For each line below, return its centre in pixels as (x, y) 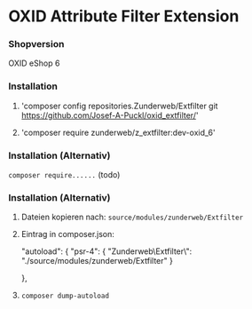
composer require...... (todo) (64, 175)
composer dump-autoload (65, 296)
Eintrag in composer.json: (67, 234)
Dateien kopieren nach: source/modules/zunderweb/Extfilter (132, 217)
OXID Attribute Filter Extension (124, 16)
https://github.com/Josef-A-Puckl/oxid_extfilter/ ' (110, 115)
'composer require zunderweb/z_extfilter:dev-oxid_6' (118, 132)
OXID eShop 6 (34, 63)
